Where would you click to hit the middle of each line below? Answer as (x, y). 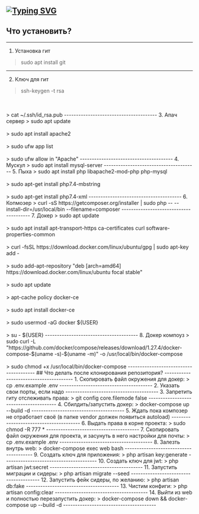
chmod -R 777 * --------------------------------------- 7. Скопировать (93, 429)
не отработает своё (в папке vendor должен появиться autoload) (88, 417)
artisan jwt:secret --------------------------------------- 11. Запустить (92, 467)
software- (158, 228)
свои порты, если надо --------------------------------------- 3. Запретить (99, 392)
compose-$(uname (30, 354)
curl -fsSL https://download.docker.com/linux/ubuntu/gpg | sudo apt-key (100, 247)
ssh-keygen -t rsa (42, 91)
